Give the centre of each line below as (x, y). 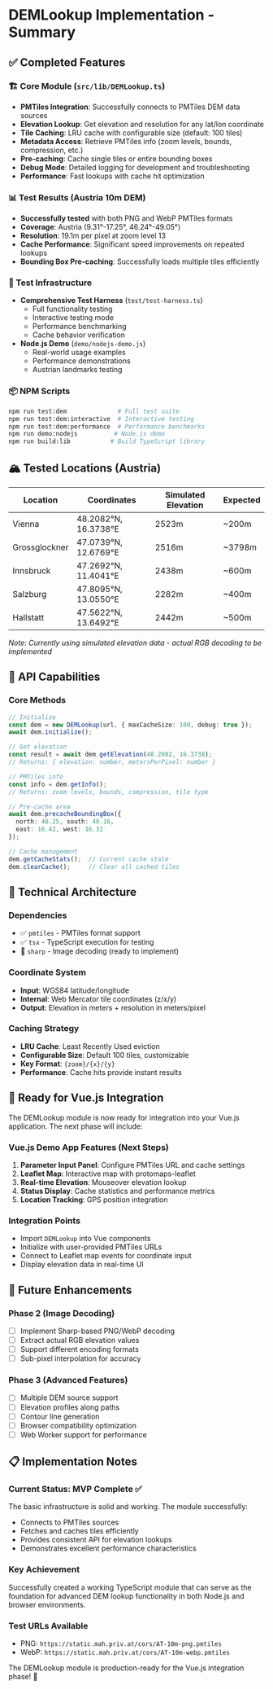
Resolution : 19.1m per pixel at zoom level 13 (93, 236)
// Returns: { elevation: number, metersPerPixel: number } (113, 762)
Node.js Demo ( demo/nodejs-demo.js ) (83, 344)
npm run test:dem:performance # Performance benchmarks (107, 426)
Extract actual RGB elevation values (80, 1340)
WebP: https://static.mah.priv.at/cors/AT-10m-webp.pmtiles (125, 1652)
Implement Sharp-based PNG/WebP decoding (97, 1331)
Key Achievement (44, 1569)
